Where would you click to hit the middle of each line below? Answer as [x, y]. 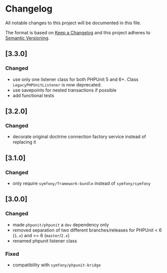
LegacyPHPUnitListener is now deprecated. [57, 84]
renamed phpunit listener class [45, 241]
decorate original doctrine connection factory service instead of [79, 136]
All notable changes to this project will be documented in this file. [73, 23]
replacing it [24, 142]
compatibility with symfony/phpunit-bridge [57, 265]
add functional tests [33, 95]
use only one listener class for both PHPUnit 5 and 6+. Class [75, 79]
